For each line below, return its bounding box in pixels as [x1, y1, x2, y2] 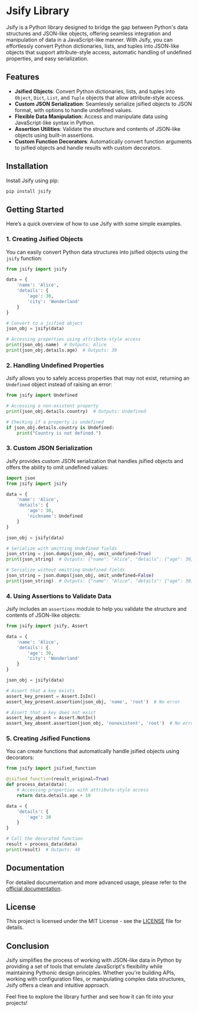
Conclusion [6, 941, 49, 951]
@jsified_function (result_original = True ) [6, 776, 110, 782]
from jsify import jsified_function [6, 765, 96, 771]
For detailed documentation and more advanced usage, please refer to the [6, 879, 187, 886]
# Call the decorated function [6, 836, 83, 842]
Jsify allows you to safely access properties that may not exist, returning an [6, 374, 190, 382]
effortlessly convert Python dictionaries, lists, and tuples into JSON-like [6, 42, 180, 50]
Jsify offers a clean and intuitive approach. [6, 982, 110, 989]
